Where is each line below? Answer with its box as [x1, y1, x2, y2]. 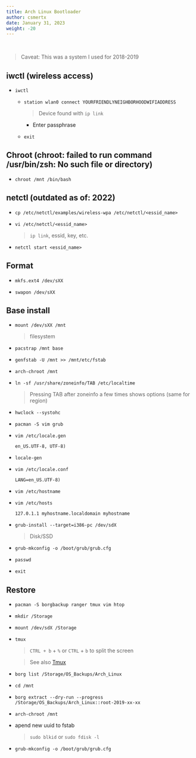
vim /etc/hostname [14, 488, 61, 495]
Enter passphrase [32, 121, 76, 129]
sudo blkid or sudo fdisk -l [29, 733, 99, 741]
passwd [14, 557, 32, 563]
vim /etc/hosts [14, 500, 53, 506]
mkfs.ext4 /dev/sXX [14, 277, 64, 284]
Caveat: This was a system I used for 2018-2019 [20, 53, 139, 60]
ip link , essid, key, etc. [29, 231, 88, 239]
